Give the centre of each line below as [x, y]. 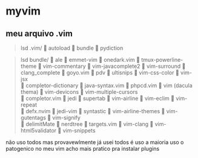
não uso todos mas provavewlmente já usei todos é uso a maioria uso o [95, 142]
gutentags [33, 117]
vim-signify [67, 117]
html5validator [38, 130]
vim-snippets [79, 130]
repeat [29, 105]
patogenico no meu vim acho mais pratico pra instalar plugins [83, 149]
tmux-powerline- [162, 60]
